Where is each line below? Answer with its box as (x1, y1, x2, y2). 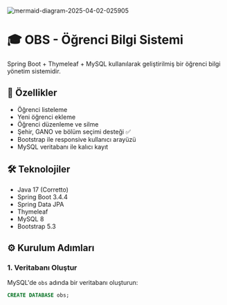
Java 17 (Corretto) (17, 185, 69, 194)
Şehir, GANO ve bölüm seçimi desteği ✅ (17, 127, 131, 136)
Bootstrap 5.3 (17, 222, 57, 230)
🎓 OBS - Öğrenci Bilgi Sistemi (7, 32, 183, 48)
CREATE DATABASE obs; (7, 292, 70, 299)
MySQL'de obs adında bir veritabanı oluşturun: (7, 279, 138, 287)
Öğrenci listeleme (17, 105, 68, 113)
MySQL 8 (17, 214, 44, 223)
